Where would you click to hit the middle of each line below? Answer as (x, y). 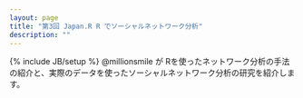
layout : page (34, 18)
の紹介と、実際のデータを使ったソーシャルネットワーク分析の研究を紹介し (148, 73)
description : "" (40, 34)
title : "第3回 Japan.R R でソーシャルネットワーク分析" (106, 26)
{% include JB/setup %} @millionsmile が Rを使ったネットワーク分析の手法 (150, 62)
